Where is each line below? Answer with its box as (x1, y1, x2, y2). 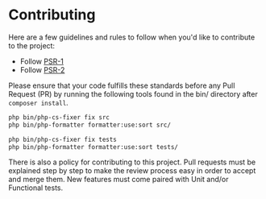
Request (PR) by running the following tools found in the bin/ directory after (8, 89, 258, 98)
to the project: (8, 40, 55, 50)
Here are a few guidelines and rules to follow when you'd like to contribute (8, 32, 256, 42)
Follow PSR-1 (19, 56, 64, 66)
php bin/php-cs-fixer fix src (8, 113, 110, 122)
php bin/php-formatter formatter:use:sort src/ (8, 121, 172, 129)
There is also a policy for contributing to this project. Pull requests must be (8, 157, 256, 167)
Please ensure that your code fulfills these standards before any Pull (8, 81, 235, 90)
